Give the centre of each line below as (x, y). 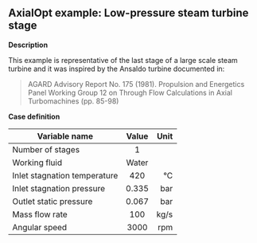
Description (28, 45)
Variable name (65, 136)
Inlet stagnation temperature (65, 175)
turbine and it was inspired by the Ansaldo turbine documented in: (117, 69)
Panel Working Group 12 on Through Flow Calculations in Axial (130, 92)
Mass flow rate (40, 214)
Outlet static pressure (53, 201)
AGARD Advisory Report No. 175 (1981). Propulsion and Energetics (136, 84)
